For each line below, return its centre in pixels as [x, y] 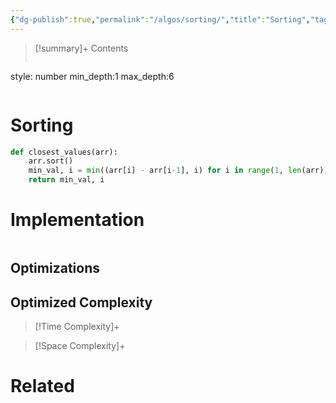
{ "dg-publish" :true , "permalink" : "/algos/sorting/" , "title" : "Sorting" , [160, 19]
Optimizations [55, 268]
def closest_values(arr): [64, 152]
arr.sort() [51, 161]
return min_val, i [66, 180]
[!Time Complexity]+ [77, 327]
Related [42, 386]
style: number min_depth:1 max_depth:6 [92, 76]
